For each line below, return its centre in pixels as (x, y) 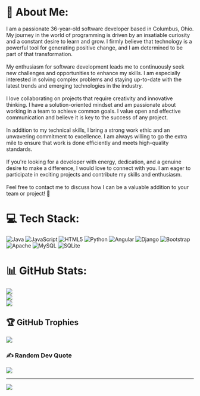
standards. (19, 149)
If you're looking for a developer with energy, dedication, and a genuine (94, 162)
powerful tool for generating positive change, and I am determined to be (95, 48)
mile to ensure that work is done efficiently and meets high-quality (87, 143)
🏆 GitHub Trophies (43, 322)
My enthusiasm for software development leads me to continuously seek (95, 66)
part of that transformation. (40, 54)
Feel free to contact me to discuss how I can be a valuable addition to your (98, 187)
